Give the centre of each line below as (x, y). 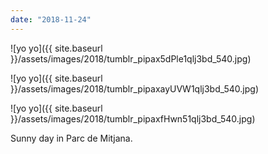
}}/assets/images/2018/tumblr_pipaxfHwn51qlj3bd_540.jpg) (133, 118)
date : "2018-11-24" (51, 19)
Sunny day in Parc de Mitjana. (71, 138)
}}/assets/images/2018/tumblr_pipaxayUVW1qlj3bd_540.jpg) (135, 88)
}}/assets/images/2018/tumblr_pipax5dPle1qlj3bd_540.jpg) (131, 58)
